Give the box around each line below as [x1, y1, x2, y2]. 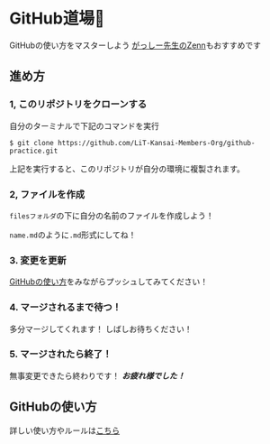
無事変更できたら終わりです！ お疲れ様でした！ [9, 370, 185, 381]
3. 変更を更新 [9, 254, 67, 266]
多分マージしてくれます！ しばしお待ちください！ [9, 323, 193, 334]
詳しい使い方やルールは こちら [9, 425, 120, 436]
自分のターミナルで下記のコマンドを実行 [9, 120, 159, 131]
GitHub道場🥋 [9, 8, 105, 29]
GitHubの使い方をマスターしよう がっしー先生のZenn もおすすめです [9, 40, 262, 51]
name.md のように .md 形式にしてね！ [9, 229, 137, 240]
